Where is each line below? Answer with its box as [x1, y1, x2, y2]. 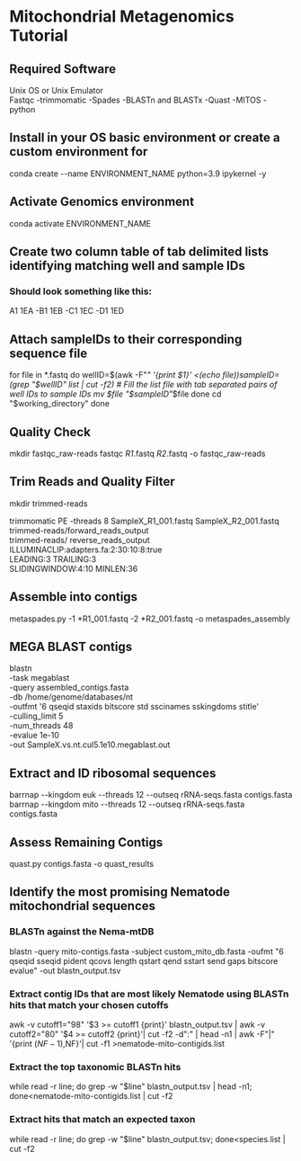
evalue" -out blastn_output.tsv [9, 965, 121, 976]
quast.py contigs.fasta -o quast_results [9, 859, 155, 869]
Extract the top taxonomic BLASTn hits [9, 1060, 181, 1073]
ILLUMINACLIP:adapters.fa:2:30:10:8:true [9, 544, 163, 555]
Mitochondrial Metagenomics [9, 6, 235, 27]
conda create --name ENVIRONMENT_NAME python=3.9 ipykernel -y [9, 168, 267, 179]
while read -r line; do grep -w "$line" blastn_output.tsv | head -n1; [9, 1081, 252, 1092]
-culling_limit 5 [9, 710, 64, 721]
